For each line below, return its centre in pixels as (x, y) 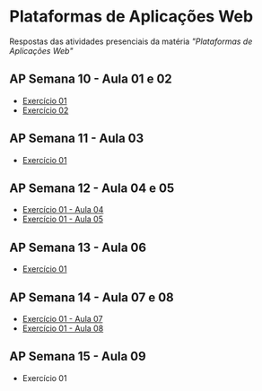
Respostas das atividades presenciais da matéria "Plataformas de (131, 41)
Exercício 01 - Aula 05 (62, 219)
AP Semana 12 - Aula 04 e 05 (92, 188)
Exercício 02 (45, 110)
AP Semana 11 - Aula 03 (77, 139)
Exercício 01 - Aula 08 (63, 328)
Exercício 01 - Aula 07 (62, 319)
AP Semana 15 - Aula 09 (78, 356)
